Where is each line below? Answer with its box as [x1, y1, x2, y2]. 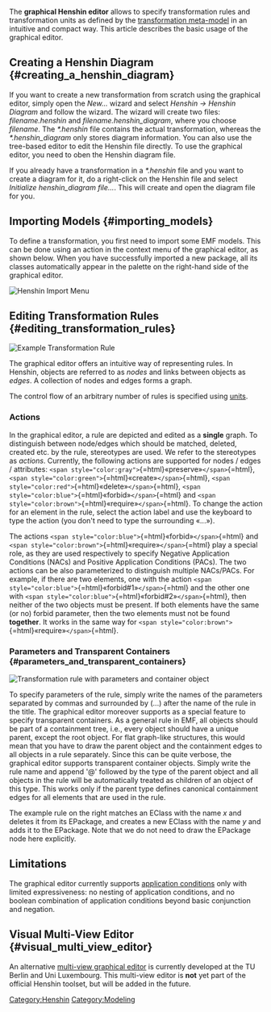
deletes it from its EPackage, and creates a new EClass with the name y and [9, 817, 261, 827]
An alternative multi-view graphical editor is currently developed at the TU [9, 961, 256, 971]
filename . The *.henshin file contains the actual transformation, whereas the [9, 124, 261, 134]
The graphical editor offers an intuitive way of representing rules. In [9, 359, 233, 369]
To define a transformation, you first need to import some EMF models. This [9, 235, 261, 245]
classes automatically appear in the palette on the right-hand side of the [9, 261, 249, 271]
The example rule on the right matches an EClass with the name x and [9, 808, 242, 818]
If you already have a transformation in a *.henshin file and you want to [9, 165, 244, 175]
